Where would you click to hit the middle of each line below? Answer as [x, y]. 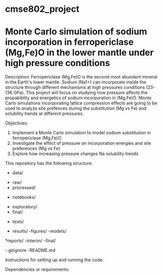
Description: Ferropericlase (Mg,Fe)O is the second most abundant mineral [81, 77]
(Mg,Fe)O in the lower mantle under [80, 53]
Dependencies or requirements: [37, 270]
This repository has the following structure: [49, 163]
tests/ [18, 222]
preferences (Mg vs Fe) [36, 149]
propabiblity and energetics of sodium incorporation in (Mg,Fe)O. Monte [78, 98]
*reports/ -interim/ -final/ [30, 241]
